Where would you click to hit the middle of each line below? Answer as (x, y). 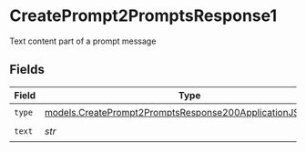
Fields (27, 70)
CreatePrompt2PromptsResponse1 (143, 16)
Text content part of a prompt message (83, 41)
